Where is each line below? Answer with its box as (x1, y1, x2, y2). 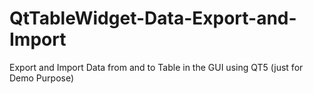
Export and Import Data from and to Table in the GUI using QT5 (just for (9, 61, 304, 73)
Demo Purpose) (9, 72, 75, 84)
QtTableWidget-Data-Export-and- (9, 7, 297, 30)
